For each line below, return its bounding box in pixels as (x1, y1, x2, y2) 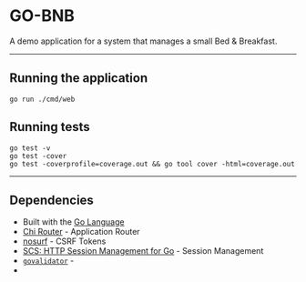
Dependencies (9, 192, 94, 207)
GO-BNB (9, 5, 76, 26)
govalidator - (22, 256, 75, 267)
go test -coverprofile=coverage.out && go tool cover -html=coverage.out (9, 159, 296, 168)
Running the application (9, 70, 148, 86)
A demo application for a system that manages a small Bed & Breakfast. (9, 35, 278, 46)
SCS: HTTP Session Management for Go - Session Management (22, 246, 264, 257)
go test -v (9, 143, 51, 153)
